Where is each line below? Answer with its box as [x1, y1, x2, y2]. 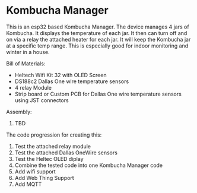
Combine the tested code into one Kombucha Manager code [14, 162, 163, 169]
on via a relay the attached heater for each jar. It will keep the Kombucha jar [6, 36, 191, 43]
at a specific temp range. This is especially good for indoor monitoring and [6, 42, 189, 49]
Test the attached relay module [14, 143, 91, 150]
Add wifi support [14, 167, 56, 175]
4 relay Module [14, 84, 52, 91]
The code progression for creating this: [6, 131, 102, 138]
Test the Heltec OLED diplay [14, 155, 84, 162]
